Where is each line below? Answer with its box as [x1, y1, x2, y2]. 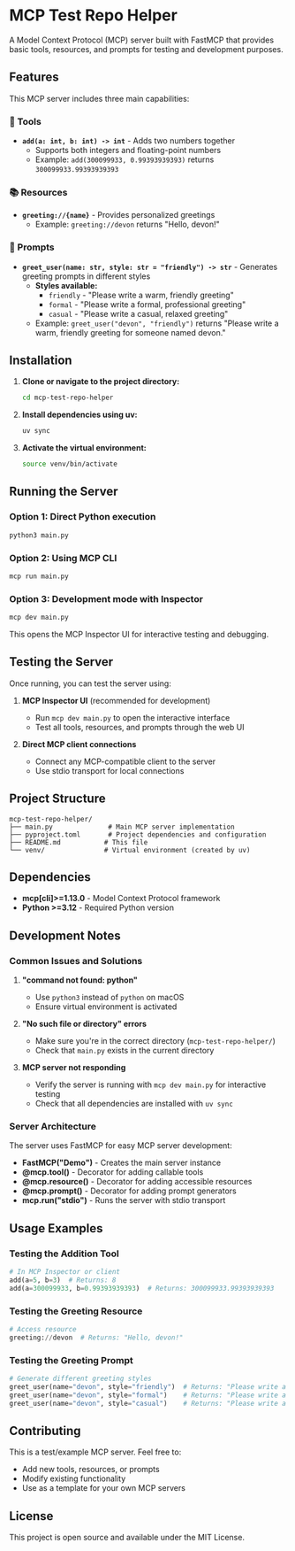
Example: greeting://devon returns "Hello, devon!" [34, 219, 221, 230]
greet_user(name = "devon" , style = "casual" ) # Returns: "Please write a [9, 1399, 287, 1408]
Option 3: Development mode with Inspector [9, 592, 203, 605]
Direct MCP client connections [21, 738, 137, 749]
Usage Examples [9, 1221, 103, 1236]
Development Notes [9, 928, 121, 943]
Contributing [9, 1423, 81, 1439]
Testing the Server [9, 654, 114, 669]
